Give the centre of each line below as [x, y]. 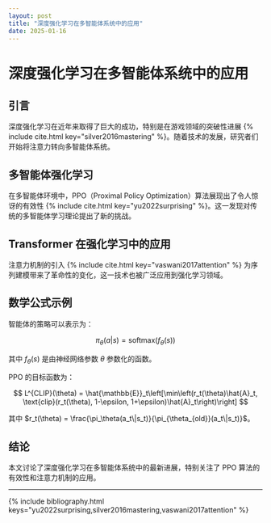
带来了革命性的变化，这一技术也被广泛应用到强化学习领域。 [128, 275]
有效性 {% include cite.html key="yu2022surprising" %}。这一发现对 [136, 206]
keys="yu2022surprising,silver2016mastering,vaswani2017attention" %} [129, 510]
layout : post [30, 16]
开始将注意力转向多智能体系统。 [61, 147]
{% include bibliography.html [56, 501]
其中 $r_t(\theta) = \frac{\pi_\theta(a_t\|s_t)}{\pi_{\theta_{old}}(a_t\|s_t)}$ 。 [131, 419]
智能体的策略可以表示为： [51, 323]
